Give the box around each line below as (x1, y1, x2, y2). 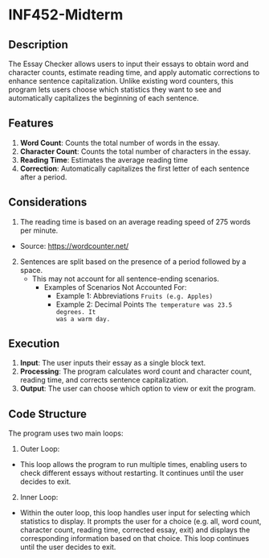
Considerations (8, 196, 88, 209)
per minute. (19, 225, 59, 235)
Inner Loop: (19, 493, 59, 502)
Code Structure (8, 407, 87, 420)
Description (8, 38, 68, 52)
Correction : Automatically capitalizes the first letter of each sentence (19, 163, 250, 173)
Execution (8, 337, 60, 351)
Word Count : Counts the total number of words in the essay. (19, 138, 221, 147)
